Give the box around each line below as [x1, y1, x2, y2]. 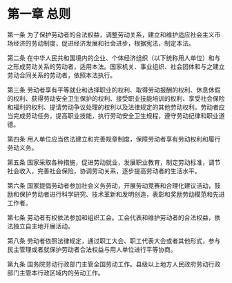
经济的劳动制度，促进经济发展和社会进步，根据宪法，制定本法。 [12, 39, 195, 47]
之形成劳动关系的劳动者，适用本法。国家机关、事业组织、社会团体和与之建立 [7, 62, 225, 70]
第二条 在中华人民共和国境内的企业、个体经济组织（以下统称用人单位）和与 [7, 53, 221, 62]
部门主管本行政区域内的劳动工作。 [7, 269, 104, 277]
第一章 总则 [7, 6, 71, 22]
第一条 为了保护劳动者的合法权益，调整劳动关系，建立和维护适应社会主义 [7, 30, 215, 39]
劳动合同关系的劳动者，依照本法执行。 [7, 70, 116, 79]
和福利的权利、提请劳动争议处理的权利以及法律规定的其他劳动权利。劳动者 [7, 103, 219, 111]
